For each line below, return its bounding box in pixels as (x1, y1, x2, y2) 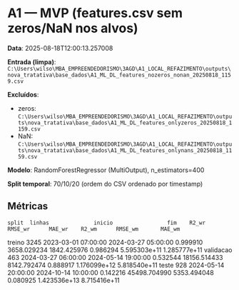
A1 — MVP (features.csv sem (7, 5, 183, 21)
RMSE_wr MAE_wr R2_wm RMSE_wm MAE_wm (7, 225, 180, 233)
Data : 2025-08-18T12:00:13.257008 (7, 44, 113, 52)
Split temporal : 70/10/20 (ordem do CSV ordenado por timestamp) (7, 179, 203, 188)
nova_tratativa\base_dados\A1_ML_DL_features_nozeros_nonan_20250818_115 (7, 71, 232, 79)
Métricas (7, 200, 49, 212)
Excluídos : (7, 90, 39, 99)
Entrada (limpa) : (7, 57, 56, 66)
